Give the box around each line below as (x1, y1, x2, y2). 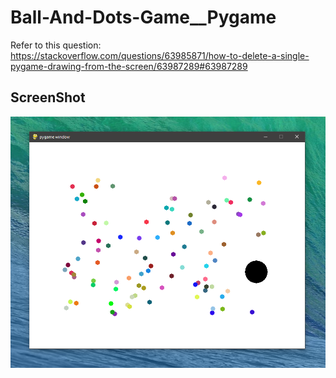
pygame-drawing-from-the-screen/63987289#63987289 (10, 60, 248, 72)
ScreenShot (10, 89, 86, 106)
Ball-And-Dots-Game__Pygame (10, 6, 277, 29)
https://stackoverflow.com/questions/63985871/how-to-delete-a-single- (10, 49, 310, 61)
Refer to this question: (10, 39, 102, 51)
